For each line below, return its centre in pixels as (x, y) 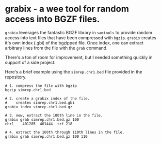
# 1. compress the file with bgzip (41, 86)
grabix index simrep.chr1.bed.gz (39, 107)
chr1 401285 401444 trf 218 (39, 124)
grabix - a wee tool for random (67, 9)
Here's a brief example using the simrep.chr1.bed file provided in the (74, 72)
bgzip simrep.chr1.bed (28, 90)
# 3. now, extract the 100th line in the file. (54, 115)
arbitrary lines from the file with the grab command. (56, 48)
